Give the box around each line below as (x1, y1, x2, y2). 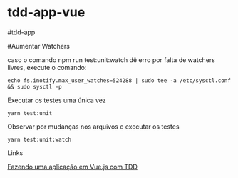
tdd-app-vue (7, 4, 86, 21)
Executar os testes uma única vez (7, 96, 107, 104)
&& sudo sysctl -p (7, 83, 62, 90)
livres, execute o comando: (7, 63, 87, 71)
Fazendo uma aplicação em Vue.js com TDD (7, 162, 138, 171)
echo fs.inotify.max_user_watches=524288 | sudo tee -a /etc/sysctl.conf (7, 76, 232, 84)
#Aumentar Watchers (7, 41, 70, 50)
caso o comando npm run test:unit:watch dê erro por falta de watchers (7, 55, 215, 64)
